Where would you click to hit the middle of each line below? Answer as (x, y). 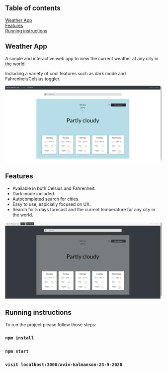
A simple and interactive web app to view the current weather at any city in (82, 58)
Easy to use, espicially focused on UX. (51, 204)
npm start (17, 351)
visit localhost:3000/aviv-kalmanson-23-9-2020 (64, 365)
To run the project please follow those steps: (51, 324)
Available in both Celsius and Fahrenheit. (54, 188)
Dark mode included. (34, 193)
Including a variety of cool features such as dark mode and (66, 73)
